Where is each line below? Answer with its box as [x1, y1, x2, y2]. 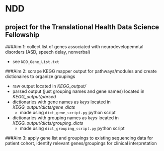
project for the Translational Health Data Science [5, 23, 160, 31]
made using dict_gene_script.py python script [19, 110, 116, 115]
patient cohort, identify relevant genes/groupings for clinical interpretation [5, 140, 157, 146]
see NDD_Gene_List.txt [12, 59, 60, 65]
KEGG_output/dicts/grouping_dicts [12, 120, 83, 126]
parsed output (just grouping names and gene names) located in [12, 88, 145, 94]
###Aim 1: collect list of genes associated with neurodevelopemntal [5, 44, 144, 50]
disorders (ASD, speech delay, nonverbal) [5, 49, 90, 55]
